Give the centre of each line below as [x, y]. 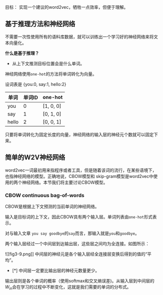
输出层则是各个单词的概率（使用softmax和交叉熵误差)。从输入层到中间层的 [80, 281]
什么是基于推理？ [22, 53]
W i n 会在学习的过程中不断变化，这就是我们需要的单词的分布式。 [68, 287]
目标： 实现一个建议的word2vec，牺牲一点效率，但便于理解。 [67, 7]
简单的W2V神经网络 [35, 157]
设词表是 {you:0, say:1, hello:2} [36, 84]
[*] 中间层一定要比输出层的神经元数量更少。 [56, 270]
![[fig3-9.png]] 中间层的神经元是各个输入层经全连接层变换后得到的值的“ [76, 254]
